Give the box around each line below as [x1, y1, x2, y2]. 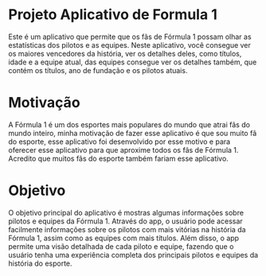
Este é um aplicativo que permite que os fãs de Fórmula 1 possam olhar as [8, 32, 252, 41]
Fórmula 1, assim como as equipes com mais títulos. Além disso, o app [8, 233, 240, 243]
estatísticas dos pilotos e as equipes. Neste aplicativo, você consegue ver [8, 40, 251, 49]
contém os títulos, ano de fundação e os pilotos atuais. [8, 65, 188, 75]
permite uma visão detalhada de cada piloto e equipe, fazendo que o [8, 241, 234, 251]
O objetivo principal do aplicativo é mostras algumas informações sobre [8, 208, 244, 217]
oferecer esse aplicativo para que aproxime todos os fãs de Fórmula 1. [8, 145, 239, 154]
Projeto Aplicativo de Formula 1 [8, 6, 217, 24]
